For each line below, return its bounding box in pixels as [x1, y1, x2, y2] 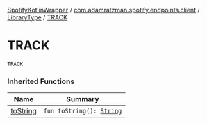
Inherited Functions [7, 76, 75, 86]
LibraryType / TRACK [7, 13, 68, 22]
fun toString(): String [43, 107, 122, 115]
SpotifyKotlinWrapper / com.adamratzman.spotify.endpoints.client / [7, 6, 200, 14]
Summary [65, 94, 99, 104]
